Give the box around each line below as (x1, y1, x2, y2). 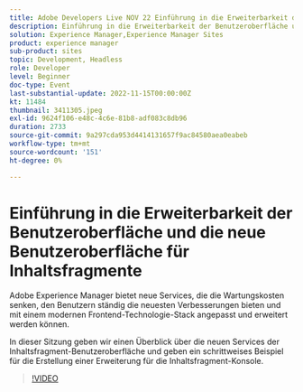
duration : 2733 (9, 123, 67, 132)
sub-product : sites (9, 47, 83, 56)
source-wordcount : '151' (9, 147, 103, 156)
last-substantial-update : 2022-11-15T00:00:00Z (9, 89, 192, 98)
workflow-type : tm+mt (9, 139, 91, 148)
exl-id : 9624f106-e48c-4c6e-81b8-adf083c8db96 (9, 114, 188, 123)
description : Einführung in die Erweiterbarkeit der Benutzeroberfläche (9, 22, 289, 31)
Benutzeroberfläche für (9, 241, 189, 262)
